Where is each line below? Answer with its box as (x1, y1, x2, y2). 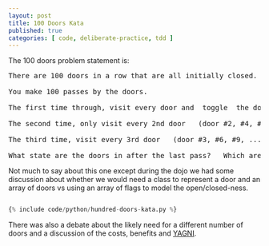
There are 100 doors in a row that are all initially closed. (8, 71, 258, 81)
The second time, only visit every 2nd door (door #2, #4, (8, 119, 254, 129)
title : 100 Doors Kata (8, 19, 84, 27)
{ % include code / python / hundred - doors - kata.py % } (8, 205, 178, 214)
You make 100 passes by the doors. (8, 87, 148, 97)
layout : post (8, 11, 52, 20)
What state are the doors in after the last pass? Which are (8, 151, 262, 161)
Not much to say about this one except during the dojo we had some (8, 166, 235, 176)
